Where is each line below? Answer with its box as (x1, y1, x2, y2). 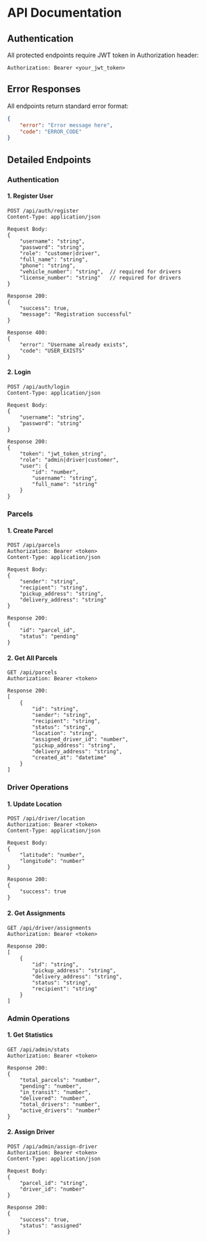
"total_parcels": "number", (19, 1076, 101, 1083)
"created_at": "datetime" (32, 755, 108, 761)
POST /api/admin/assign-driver (7, 1143, 98, 1150)
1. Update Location (7, 800, 62, 808)
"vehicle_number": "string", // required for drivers (19, 268, 182, 275)
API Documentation (7, 5, 122, 21)
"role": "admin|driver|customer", (19, 457, 119, 464)
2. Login (7, 368, 31, 376)
